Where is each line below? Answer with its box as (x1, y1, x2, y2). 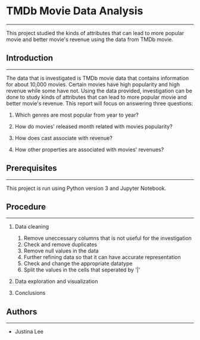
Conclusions (14, 289, 46, 297)
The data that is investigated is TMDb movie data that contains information (6, 74, 189, 82)
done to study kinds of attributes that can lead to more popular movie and (6, 93, 187, 101)
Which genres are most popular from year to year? (14, 111, 139, 118)
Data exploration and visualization (14, 278, 98, 285)
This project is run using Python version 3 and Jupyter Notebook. (6, 185, 167, 192)
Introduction (6, 53, 54, 63)
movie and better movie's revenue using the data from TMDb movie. (6, 36, 174, 43)
